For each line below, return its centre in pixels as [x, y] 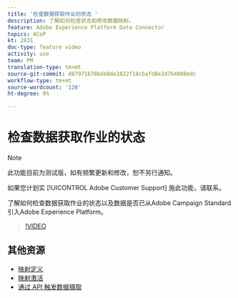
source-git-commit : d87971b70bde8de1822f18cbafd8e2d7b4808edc [102, 74]
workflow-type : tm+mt [40, 80]
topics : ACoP [27, 34]
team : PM [20, 61]
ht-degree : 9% [29, 94]
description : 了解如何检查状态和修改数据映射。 [71, 21]
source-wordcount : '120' [44, 87]
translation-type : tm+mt [44, 67]
